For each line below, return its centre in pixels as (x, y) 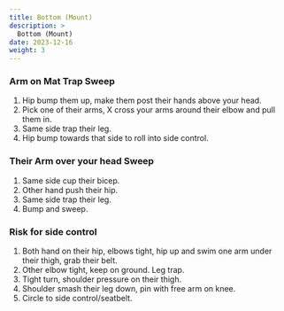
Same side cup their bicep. (71, 180)
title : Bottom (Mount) (51, 17)
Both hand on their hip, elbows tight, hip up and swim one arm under (147, 251)
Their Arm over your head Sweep (82, 161)
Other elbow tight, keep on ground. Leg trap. (103, 270)
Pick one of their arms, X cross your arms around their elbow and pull (149, 110)
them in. (37, 120)
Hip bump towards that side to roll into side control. (115, 138)
